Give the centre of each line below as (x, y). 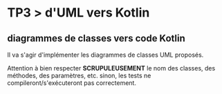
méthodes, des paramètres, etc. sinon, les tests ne (79, 75)
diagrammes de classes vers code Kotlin (96, 38)
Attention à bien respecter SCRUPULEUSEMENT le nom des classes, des (111, 68)
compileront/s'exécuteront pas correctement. (72, 83)
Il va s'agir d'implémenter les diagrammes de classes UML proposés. (105, 55)
